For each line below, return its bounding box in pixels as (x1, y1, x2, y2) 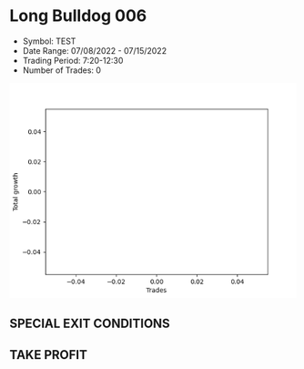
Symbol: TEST (22, 36, 76, 46)
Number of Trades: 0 (22, 65, 102, 76)
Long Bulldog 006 (9, 5, 147, 26)
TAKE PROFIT (9, 347, 88, 363)
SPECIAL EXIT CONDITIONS (9, 316, 170, 332)
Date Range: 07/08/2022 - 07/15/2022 (22, 45, 167, 56)
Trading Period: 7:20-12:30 (22, 55, 124, 66)
